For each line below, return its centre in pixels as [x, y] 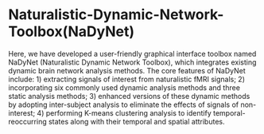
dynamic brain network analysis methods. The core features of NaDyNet [127, 70]
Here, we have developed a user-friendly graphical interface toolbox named [132, 53]
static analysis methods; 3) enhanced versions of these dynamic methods [129, 96]
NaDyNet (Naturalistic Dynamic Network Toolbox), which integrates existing [132, 62]
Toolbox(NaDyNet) [72, 32]
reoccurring [28, 121]
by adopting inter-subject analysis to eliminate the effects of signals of [124, 104]
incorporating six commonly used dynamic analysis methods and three [124, 87]
